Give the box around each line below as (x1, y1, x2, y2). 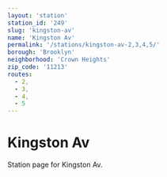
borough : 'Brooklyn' (7, 48, 76, 56)
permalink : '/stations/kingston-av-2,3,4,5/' (7, 41, 160, 49)
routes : (7, 70, 33, 78)
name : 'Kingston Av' (7, 33, 76, 42)
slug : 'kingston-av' (7, 26, 76, 34)
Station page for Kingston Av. (7, 160, 104, 170)
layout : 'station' (7, 11, 68, 20)
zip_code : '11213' (7, 63, 68, 71)
